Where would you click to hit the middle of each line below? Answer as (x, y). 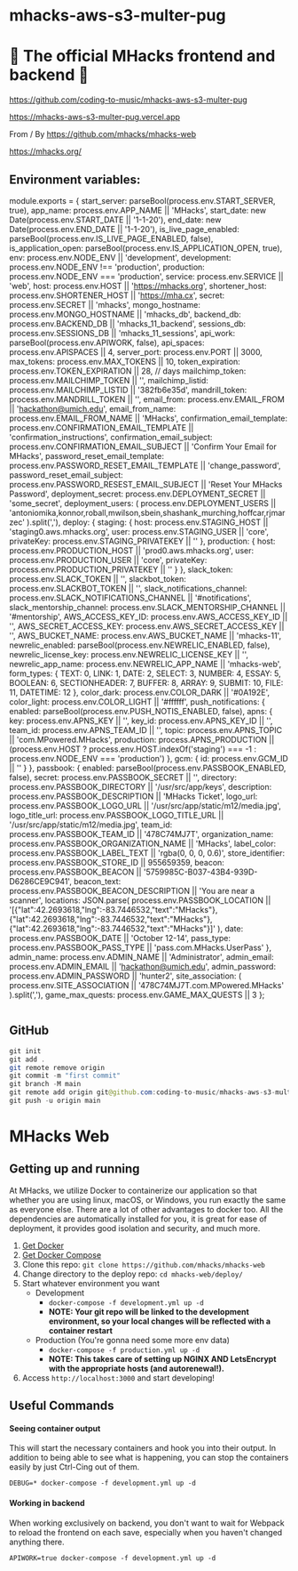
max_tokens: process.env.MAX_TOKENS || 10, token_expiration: (125, 361)
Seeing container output (55, 1428)
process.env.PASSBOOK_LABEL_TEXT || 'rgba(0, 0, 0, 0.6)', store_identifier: (147, 853)
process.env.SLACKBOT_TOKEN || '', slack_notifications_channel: (128, 588)
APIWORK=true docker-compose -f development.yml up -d (113, 1558)
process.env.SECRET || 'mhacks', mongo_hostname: (105, 304)
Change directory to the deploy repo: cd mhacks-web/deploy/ (133, 1274)
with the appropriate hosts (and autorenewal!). (136, 1368)
